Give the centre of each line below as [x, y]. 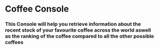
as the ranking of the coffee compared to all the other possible [79, 36]
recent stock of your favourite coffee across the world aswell [78, 30]
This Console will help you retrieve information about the [73, 24]
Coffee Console [37, 9]
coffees [14, 42]
